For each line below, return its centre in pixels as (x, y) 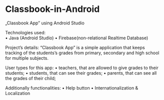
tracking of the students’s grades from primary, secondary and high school (82, 53)
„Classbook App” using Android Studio (45, 23)
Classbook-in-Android (52, 9)
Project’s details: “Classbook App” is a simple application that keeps (75, 47)
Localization (18, 93)
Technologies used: (25, 32)
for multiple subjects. (27, 58)
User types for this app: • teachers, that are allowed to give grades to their (82, 68)
